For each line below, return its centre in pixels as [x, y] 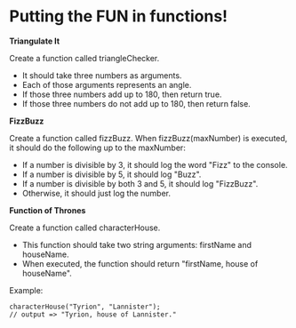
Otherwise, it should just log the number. [96, 193]
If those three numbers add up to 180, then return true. [122, 94]
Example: [26, 290]
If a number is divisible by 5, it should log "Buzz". [112, 174]
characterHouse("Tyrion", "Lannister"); [85, 307]
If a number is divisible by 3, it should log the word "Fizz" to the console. [155, 164]
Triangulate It [35, 41]
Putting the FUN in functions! [119, 16]
